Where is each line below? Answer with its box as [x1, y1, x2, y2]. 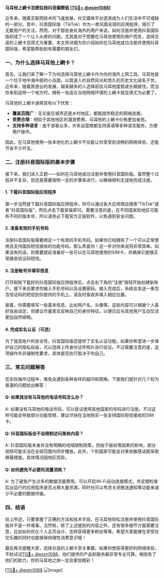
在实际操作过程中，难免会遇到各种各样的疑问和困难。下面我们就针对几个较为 [5, 376, 159, 382]
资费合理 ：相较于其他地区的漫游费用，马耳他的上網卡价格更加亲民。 [12, 117, 149, 122]
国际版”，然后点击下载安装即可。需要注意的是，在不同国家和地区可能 [20, 207, 159, 213]
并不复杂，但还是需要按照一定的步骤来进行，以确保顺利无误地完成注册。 [9, 177, 155, 183]
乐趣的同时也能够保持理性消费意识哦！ [9, 534, 86, 540]
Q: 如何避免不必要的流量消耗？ [5, 466, 67, 472]
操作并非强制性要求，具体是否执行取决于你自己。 [9, 350, 108, 357]
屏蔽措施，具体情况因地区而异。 [5, 455, 69, 460]
